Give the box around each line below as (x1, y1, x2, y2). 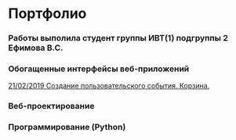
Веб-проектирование (8, 101, 95, 112)
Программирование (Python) (8, 122, 126, 133)
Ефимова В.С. (8, 42, 64, 53)
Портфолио (8, 5, 87, 23)
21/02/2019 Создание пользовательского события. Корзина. (8, 81, 210, 91)
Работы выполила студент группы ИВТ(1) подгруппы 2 (8, 33, 229, 44)
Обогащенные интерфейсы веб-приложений (8, 63, 190, 74)
